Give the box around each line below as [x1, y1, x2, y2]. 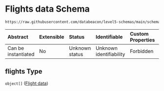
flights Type [5, 67, 42, 76]
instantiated [7, 51, 35, 57]
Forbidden [130, 48, 154, 55]
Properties [130, 36, 155, 43]
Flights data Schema [5, 3, 90, 15]
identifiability [95, 51, 125, 57]
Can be [7, 45, 24, 52]
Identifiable [95, 33, 123, 40]
